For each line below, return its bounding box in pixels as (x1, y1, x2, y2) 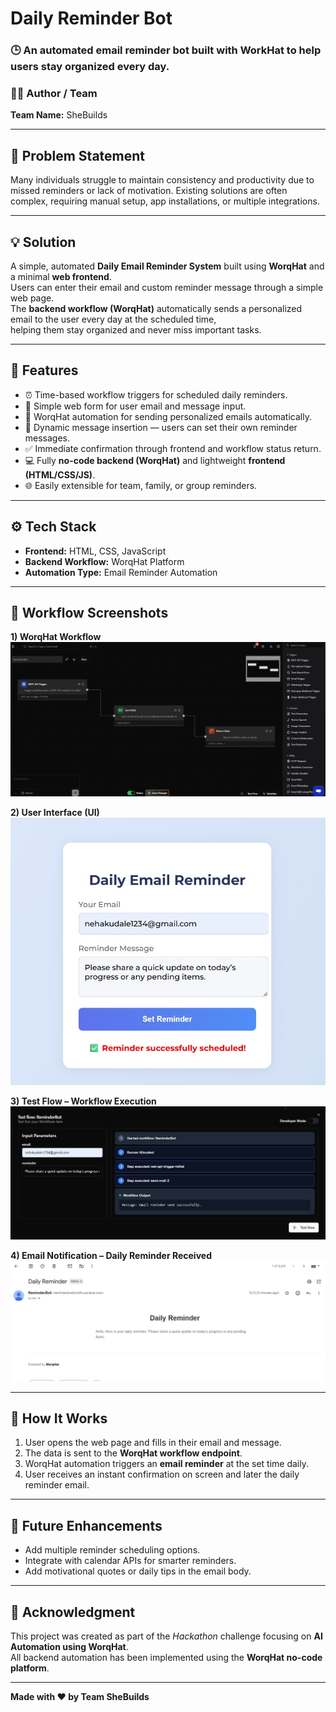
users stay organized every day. (10, 60, 170, 74)
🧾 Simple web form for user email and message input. (24, 400, 247, 412)
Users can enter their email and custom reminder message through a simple (10, 282, 324, 294)
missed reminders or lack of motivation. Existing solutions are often (10, 185, 288, 197)
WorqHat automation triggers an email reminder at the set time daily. (24, 1458, 309, 1470)
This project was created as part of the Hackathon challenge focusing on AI (10, 1630, 323, 1642)
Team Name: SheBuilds (10, 109, 108, 121)
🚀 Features (10, 362, 79, 379)
